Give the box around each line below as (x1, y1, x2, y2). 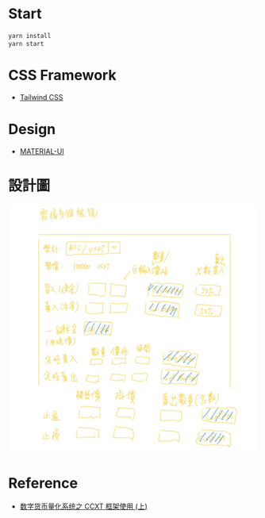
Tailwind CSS (19, 92, 63, 102)
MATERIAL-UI (19, 146, 65, 155)
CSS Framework (8, 67, 117, 84)
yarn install (8, 32, 52, 40)
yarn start (8, 40, 44, 48)
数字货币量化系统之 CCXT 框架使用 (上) (19, 501, 148, 511)
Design (8, 121, 56, 139)
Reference (8, 474, 78, 492)
